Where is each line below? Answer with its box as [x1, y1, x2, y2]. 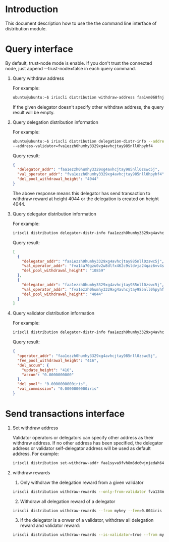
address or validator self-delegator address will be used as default [12, 445, 151, 451]
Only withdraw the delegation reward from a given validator [20, 479, 144, 485]
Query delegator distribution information [12, 211, 97, 217]
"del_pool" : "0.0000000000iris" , [17, 382, 88, 387]
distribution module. [5, 25, 47, 31]
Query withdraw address [12, 75, 65, 81]
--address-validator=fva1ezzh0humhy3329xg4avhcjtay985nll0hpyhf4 [12, 143, 153, 149]
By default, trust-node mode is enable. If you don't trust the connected [5, 60, 152, 66]
